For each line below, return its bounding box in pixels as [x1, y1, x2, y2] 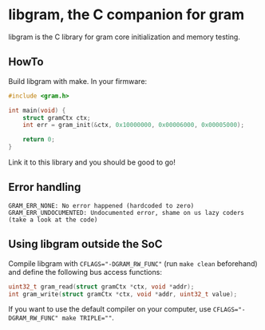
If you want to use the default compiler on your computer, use [8, 304, 212, 314]
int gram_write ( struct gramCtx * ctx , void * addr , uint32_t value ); [8, 290, 238, 298]
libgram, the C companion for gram [8, 6, 245, 24]
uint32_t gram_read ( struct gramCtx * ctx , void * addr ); [8, 282, 195, 291]
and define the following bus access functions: [8, 267, 162, 276]
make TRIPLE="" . [61, 313, 114, 323]
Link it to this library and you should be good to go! [8, 157, 176, 167]
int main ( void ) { [8, 106, 66, 114]
